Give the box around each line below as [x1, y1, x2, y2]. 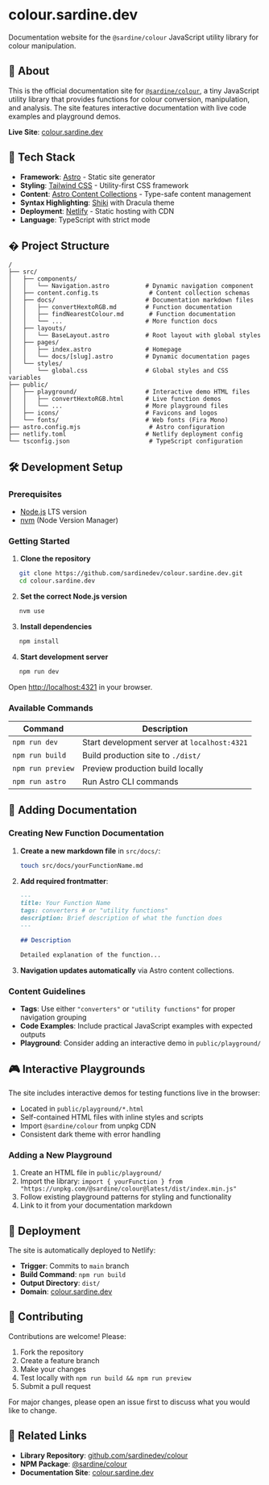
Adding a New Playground [8, 1149, 113, 1161]
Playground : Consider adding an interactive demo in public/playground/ [19, 1038, 262, 1048]
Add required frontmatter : [19, 876, 109, 886]
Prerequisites [8, 488, 62, 499]
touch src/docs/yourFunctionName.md [19, 861, 143, 870]
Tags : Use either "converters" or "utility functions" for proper [19, 1004, 236, 1014]
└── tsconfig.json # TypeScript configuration [8, 437, 243, 445]
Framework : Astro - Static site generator [19, 172, 155, 181]
